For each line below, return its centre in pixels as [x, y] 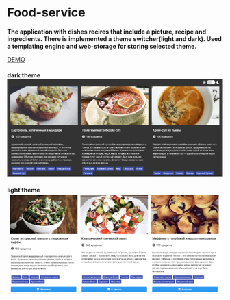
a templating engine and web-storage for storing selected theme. [102, 46]
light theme [24, 190]
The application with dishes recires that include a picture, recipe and [107, 32]
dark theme [24, 75]
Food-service [46, 13]
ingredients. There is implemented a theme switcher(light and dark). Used [115, 38]
